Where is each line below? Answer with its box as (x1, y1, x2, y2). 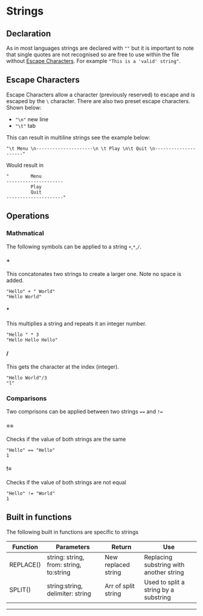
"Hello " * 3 (6, 332, 39, 338)
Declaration (6, 28, 51, 39)
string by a (144, 585, 174, 594)
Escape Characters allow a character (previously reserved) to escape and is (6, 91, 195, 98)
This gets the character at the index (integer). (6, 363, 120, 370)
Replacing (144, 553, 173, 561)
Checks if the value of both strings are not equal (6, 478, 127, 486)
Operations (6, 211, 50, 221)
